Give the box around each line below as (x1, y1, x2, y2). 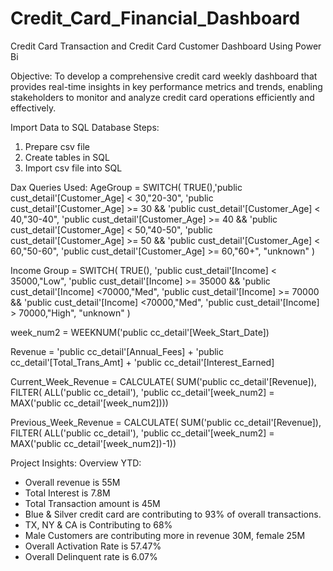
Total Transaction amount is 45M (24, 497, 161, 509)
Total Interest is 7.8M (24, 487, 111, 499)
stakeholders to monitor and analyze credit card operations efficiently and (10, 91, 315, 103)
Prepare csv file (24, 140, 90, 152)
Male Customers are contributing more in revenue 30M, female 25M (24, 529, 306, 541)
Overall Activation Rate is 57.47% (24, 540, 162, 552)
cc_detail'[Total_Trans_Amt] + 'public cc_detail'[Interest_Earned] (10, 356, 275, 368)
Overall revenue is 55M (24, 476, 121, 488)
